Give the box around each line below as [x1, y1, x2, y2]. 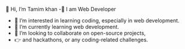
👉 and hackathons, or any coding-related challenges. [14, 36, 148, 43]
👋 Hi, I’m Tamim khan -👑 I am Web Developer [5, 6, 116, 12]
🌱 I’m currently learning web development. [14, 24, 119, 30]
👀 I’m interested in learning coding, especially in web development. [14, 17, 180, 24]
